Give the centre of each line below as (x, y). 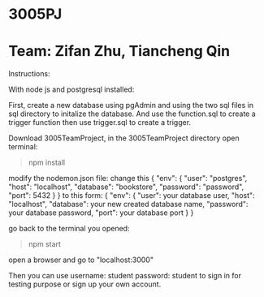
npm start (44, 244)
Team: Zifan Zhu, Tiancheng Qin (119, 52)
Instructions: (29, 74)
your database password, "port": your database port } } (101, 213)
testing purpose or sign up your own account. (85, 284)
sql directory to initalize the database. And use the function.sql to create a (132, 114)
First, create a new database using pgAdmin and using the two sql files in (131, 105)
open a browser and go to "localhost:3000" (81, 260)
